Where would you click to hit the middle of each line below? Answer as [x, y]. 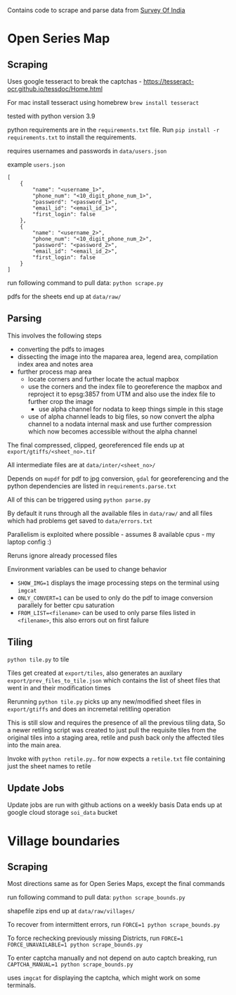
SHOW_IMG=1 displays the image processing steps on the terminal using [118, 583]
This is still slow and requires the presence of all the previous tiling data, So [117, 722]
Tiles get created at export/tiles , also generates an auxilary [95, 673]
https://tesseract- [169, 81]
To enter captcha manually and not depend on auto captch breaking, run [112, 958]
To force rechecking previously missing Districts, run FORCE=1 [96, 938]
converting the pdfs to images [61, 349]
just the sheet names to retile [49, 766]
